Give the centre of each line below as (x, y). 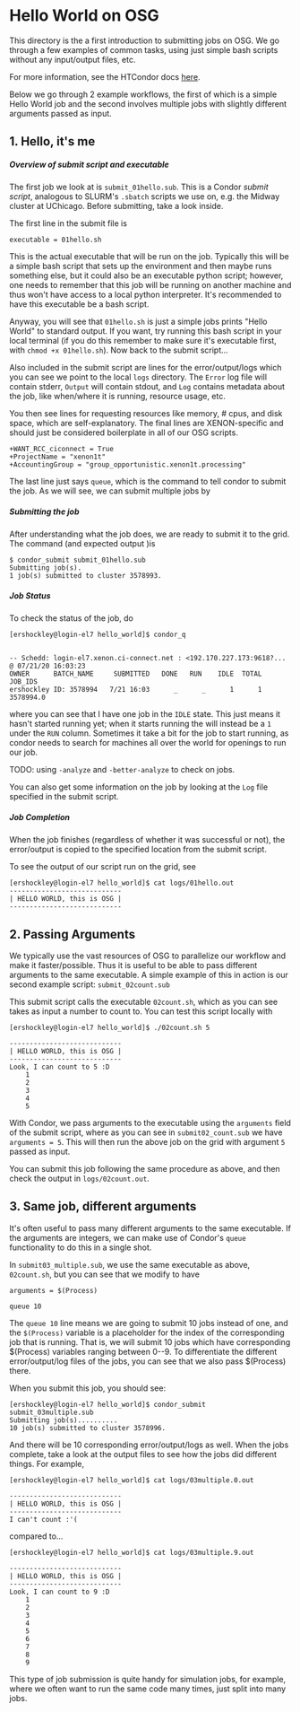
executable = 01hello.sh (56, 240)
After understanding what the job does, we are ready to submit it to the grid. (150, 534)
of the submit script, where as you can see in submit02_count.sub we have (146, 1132)
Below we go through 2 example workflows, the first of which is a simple (143, 94)
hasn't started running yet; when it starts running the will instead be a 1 (140, 724)
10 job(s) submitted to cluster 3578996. (88, 1428)
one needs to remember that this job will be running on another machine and (150, 285)
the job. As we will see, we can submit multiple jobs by (110, 491)
